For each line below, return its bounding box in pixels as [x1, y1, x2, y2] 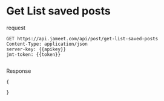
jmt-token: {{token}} [6, 51, 61, 58]
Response [6, 67, 31, 75]
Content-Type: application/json [6, 41, 88, 47]
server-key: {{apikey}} [6, 46, 67, 52]
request [6, 24, 26, 31]
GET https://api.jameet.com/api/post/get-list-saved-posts [6, 35, 159, 41]
